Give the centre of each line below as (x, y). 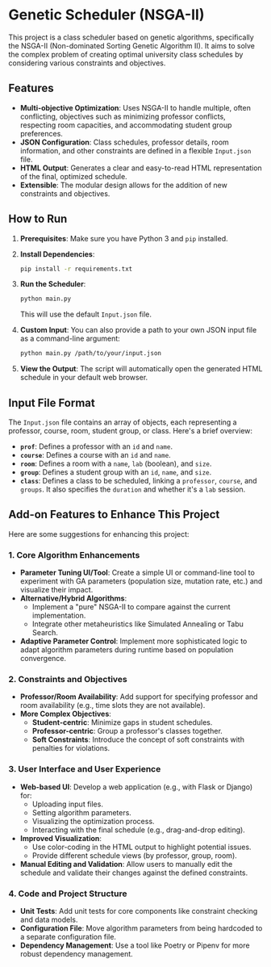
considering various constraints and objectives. (87, 63)
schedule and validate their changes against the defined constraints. (134, 873)
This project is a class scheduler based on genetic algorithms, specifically (131, 37)
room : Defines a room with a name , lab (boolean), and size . (116, 463)
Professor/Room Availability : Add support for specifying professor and (139, 697)
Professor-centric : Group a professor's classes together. (127, 731)
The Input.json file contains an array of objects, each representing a (123, 422)
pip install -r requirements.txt (76, 269)
